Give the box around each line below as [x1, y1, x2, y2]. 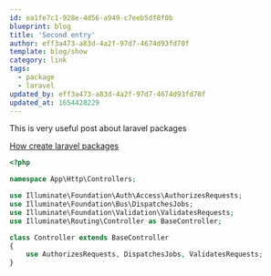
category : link [9, 56, 68, 65]
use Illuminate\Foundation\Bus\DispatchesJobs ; [9, 199, 194, 209]
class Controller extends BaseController [9, 233, 170, 242]
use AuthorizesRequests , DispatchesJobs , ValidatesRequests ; [26, 250, 263, 260]
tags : [9, 65, 30, 74]
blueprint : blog [9, 22, 71, 31]
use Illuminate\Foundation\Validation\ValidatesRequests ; [9, 208, 235, 217]
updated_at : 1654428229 [9, 97, 100, 107]
